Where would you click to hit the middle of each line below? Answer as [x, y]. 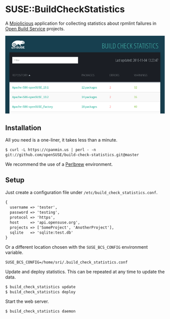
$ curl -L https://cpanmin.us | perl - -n [51, 150]
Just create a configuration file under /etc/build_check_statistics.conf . [81, 192]
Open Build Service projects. [35, 28]
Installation [23, 128]
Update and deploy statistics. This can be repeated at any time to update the [85, 271]
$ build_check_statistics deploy [40, 292]
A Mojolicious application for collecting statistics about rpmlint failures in [81, 23]
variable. [14, 252]
